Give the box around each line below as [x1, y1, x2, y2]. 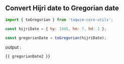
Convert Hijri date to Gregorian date [5, 4, 119, 12]
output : [5, 44, 22, 50]
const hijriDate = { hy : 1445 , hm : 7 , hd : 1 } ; [5, 26, 107, 31]
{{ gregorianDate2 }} [5, 54, 51, 59]
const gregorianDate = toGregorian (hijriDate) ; [5, 35, 107, 40]
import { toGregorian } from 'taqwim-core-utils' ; [5, 17, 113, 22]
